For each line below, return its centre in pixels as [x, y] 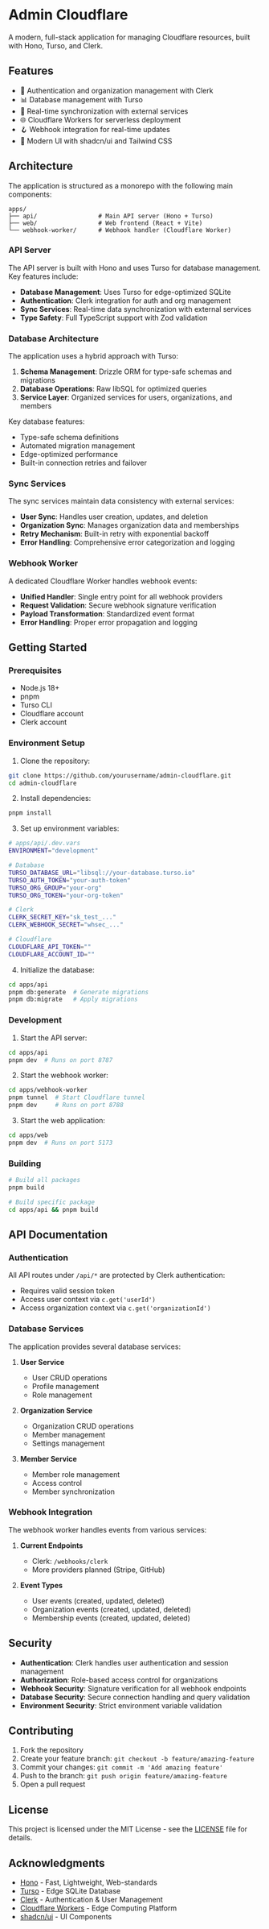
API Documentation [58, 1234]
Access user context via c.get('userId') [88, 1300]
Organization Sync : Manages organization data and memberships [129, 525]
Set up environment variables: [69, 828]
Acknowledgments [57, 1863]
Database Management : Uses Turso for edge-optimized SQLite [125, 292]
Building [25, 1164]
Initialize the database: [57, 969]
